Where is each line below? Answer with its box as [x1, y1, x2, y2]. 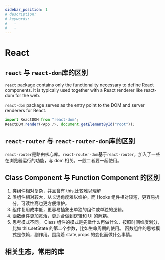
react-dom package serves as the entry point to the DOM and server [5, 102, 145, 108]
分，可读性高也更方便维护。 [12, 200, 70, 206]
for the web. [15, 93, 41, 99]
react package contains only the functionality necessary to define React [5, 82, 154, 88]
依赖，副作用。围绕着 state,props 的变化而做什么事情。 [21, 231, 135, 237]
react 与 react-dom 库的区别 [5, 68, 88, 77]
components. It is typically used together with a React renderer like [5, 87, 143, 93]
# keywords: [5, 16, 30, 21]
